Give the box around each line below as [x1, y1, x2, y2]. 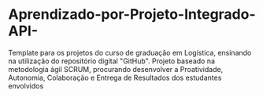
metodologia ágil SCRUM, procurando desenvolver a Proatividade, [8, 64, 224, 74]
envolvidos [8, 81, 44, 91]
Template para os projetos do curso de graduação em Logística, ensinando [8, 48, 252, 57]
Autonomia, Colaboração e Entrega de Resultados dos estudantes [8, 73, 222, 82]
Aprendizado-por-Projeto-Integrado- [8, 5, 256, 23]
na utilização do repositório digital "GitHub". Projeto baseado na [8, 56, 215, 66]
